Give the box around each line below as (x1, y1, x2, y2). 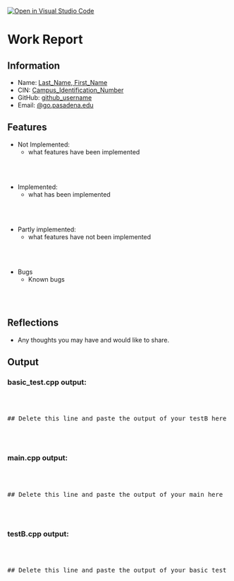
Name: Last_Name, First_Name (17, 79, 108, 86)
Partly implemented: (17, 225, 76, 234)
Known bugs (27, 275, 65, 283)
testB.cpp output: (7, 529, 69, 539)
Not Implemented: (17, 140, 70, 149)
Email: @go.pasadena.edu (17, 101, 94, 109)
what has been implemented (27, 190, 111, 198)
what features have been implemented (27, 147, 140, 156)
